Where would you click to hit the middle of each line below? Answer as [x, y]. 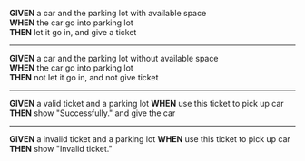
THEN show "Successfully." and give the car [93, 113]
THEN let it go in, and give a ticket [73, 32]
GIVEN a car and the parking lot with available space [108, 13]
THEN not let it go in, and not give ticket [84, 77]
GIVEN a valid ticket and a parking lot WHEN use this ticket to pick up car [147, 104]
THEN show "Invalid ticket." [61, 149]
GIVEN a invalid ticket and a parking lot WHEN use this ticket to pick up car [150, 139]
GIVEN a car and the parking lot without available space [114, 58]
